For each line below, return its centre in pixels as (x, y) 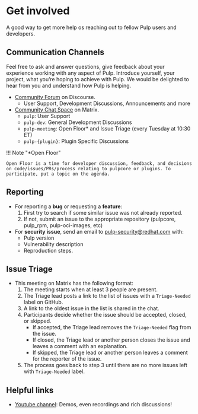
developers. (21, 33)
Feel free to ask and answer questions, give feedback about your (85, 66)
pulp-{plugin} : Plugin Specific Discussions (76, 141)
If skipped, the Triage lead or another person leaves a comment (110, 353)
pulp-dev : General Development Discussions (78, 122)
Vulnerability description (54, 244)
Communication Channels (55, 52)
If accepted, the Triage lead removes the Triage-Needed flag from (112, 327)
